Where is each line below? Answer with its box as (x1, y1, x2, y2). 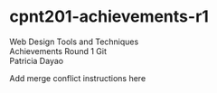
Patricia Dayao (9, 55, 64, 66)
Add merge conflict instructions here (9, 72, 146, 83)
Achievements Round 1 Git (9, 45, 107, 56)
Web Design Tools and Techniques (9, 36, 139, 47)
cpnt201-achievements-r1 (9, 6, 210, 27)
